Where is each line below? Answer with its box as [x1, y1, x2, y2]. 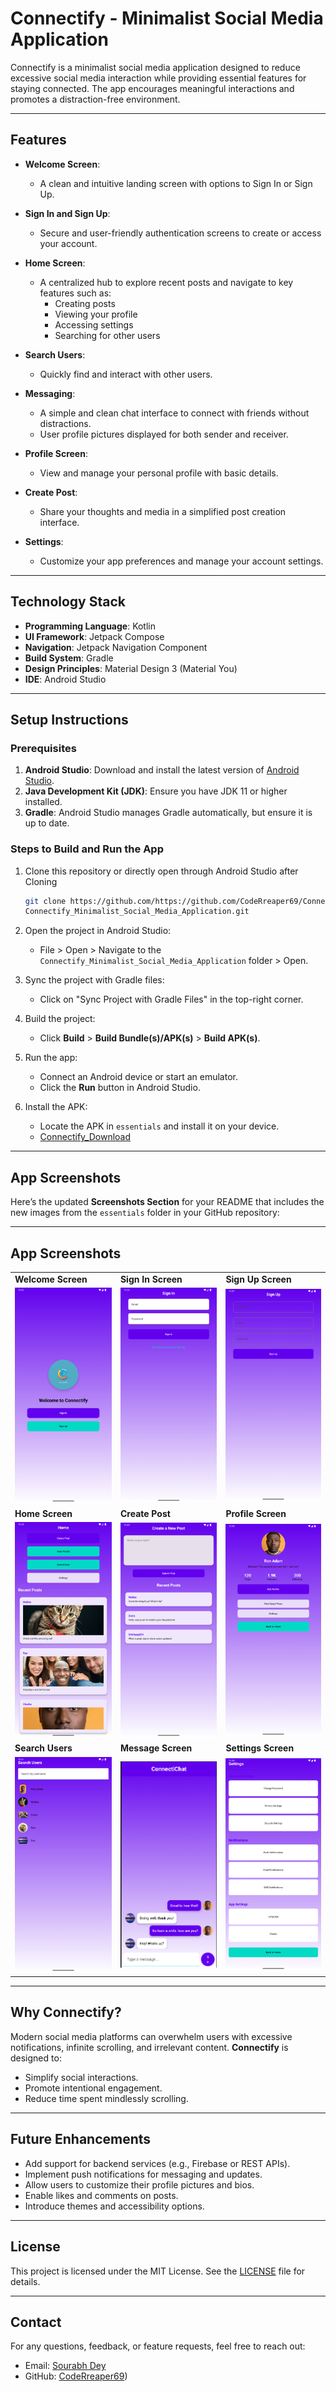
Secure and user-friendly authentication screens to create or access [39, 227, 322, 239]
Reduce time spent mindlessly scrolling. [24, 2092, 189, 2104]
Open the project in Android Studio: [24, 925, 172, 937]
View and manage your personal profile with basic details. [39, 467, 279, 479]
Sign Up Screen [225, 1273, 292, 1285]
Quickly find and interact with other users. [39, 368, 213, 380]
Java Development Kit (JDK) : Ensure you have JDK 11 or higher [24, 785, 288, 797]
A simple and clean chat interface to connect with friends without [39, 407, 310, 419]
